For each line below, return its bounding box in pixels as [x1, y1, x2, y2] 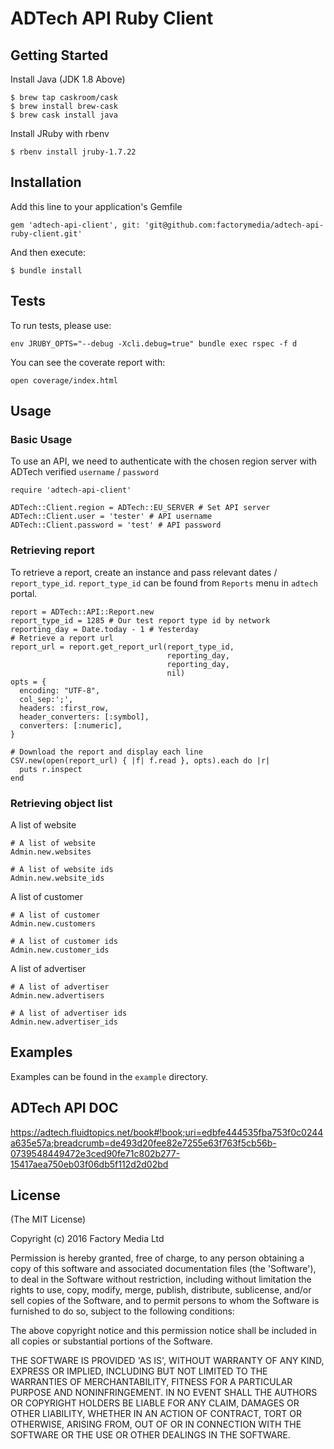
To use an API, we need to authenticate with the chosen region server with [10, 455, 318, 467]
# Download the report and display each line [10, 747, 203, 757]
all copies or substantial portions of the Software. [10, 1335, 213, 1347]
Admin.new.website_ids [10, 873, 105, 883]
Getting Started [10, 47, 109, 64]
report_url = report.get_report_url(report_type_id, [10, 642, 235, 652]
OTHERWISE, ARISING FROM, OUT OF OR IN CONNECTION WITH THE [10, 1418, 302, 1431]
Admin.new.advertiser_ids [10, 1017, 118, 1027]
